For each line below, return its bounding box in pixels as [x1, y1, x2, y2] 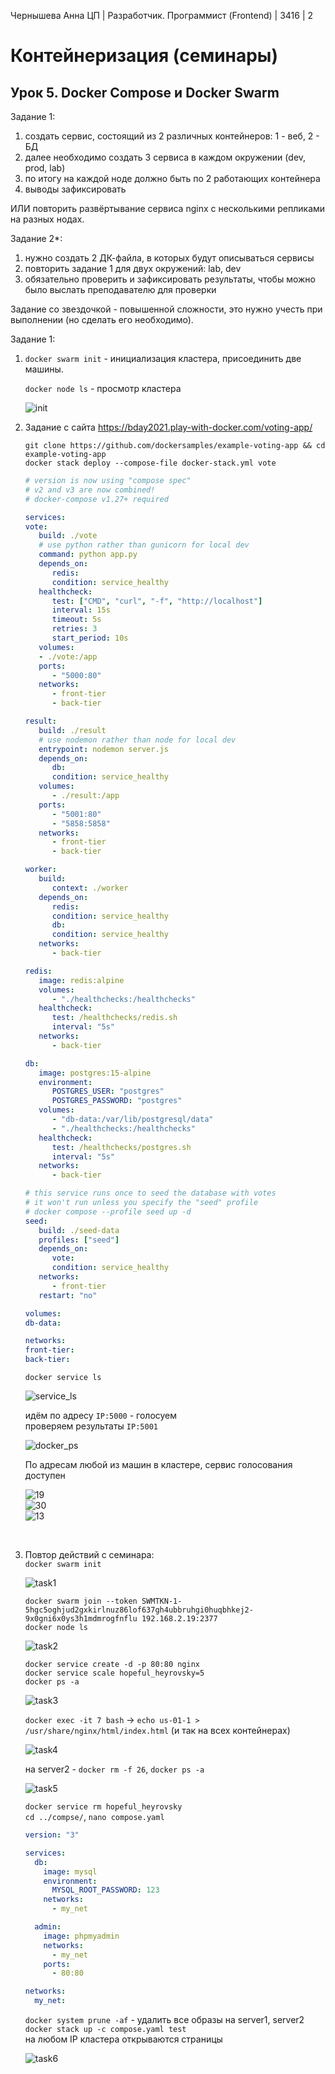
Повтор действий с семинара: [24, 1549, 155, 1560]
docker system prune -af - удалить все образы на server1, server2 [24, 2014, 305, 2025]
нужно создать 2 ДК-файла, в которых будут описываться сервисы [24, 252, 315, 264]
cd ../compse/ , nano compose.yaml [24, 1811, 165, 1822]
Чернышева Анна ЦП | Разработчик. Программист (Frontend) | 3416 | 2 [10, 10, 314, 21]
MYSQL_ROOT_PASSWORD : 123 [51, 1885, 160, 1895]
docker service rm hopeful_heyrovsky [24, 1802, 183, 1812]
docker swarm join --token [24, 1596, 138, 1606]
